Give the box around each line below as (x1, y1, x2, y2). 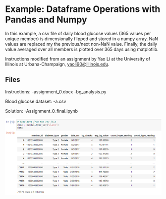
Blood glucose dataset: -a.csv (5, 98, 66, 104)
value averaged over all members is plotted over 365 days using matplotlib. (5, 46, 159, 52)
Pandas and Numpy (5, 14, 87, 25)
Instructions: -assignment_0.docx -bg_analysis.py (5, 88, 107, 95)
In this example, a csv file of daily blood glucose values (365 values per (5, 30, 151, 36)
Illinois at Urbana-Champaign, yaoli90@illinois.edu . (5, 61, 110, 67)
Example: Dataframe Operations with (5, 3, 161, 15)
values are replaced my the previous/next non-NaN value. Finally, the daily (5, 41, 158, 47)
